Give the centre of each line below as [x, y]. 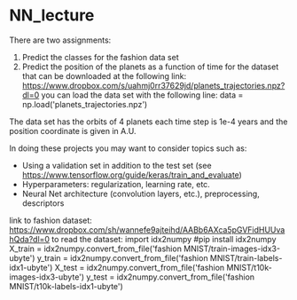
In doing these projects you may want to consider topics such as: [128, 148]
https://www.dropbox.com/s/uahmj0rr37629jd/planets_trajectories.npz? [153, 85]
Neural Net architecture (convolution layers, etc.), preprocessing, [141, 193]
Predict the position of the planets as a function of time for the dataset [150, 67]
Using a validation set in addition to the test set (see [117, 165]
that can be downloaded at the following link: [104, 75]
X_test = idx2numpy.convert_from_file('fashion [140, 267]
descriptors [43, 203]
